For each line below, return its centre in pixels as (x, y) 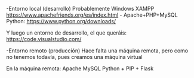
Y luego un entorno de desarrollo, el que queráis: (67, 33)
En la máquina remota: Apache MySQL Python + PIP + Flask (80, 68)
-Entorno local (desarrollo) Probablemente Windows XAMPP (80, 9)
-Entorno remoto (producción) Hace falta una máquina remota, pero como (97, 51)
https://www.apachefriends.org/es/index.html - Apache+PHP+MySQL (92, 15)
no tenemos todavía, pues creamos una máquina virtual (74, 57)
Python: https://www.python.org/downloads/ (61, 21)
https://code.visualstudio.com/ (44, 39)
